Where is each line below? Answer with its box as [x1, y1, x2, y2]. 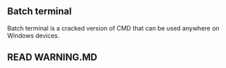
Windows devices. [7, 31, 60, 40]
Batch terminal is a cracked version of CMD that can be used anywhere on [7, 24, 220, 32]
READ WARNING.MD [7, 51, 98, 63]
